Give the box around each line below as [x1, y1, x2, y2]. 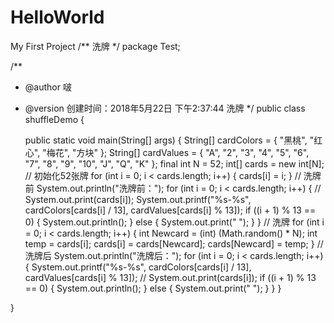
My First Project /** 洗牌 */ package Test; [10, 40, 181, 52]
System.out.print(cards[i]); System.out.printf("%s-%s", [24, 193, 252, 205]
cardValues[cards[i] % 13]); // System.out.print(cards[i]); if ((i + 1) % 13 [24, 271, 317, 283]
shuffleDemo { [24, 113, 85, 125]
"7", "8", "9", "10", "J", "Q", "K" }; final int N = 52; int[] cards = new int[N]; [24, 157, 325, 170]
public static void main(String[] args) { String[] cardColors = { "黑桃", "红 [24, 134, 323, 146]
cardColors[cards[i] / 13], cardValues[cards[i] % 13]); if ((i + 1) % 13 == [24, 204, 317, 216]
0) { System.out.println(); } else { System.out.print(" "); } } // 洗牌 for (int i [24, 216, 325, 228]
